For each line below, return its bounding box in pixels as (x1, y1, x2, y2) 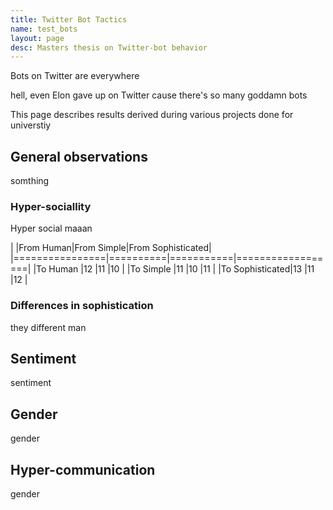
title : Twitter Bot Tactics (10, 14, 128, 25)
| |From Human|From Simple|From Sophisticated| (10, 242, 212, 254)
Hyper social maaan (10, 222, 93, 235)
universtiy (10, 119, 52, 131)
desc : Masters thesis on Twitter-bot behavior (10, 42, 208, 53)
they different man (10, 321, 87, 333)
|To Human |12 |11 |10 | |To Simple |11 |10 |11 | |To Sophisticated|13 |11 (33, 263, 315, 275)
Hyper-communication (10, 461, 156, 478)
